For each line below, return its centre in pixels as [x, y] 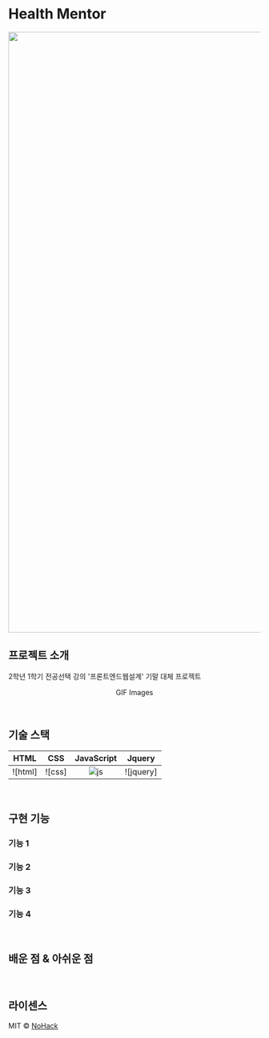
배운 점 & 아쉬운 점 [51, 959]
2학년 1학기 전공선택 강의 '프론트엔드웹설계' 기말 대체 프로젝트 [105, 676]
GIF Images [134, 692]
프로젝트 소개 [39, 656]
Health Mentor [57, 14]
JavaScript [96, 758]
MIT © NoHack [33, 1025]
